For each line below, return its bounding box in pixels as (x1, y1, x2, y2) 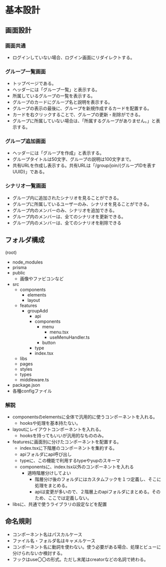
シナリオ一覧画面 (5, 183, 46, 190)
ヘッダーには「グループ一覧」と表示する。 (12, 87, 100, 93)
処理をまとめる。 (34, 482, 70, 488)
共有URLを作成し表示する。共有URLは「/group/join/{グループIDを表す (12, 163, 156, 169)
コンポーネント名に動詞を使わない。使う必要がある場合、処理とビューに (12, 544, 161, 550)
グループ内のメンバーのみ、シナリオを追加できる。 (12, 207, 117, 213)
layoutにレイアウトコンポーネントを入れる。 (12, 426, 104, 432)
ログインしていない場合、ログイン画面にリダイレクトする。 (12, 54, 135, 60)
